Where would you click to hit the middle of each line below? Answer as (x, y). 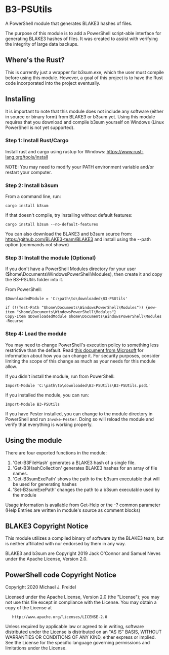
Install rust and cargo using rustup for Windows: (55, 151)
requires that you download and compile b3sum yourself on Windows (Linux (85, 122)
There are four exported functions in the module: (56, 452)
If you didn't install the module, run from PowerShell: (60, 376)
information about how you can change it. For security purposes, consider (83, 355)
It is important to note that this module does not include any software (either (85, 111)
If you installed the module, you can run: (47, 395)
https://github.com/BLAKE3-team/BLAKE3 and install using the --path (78, 239)
